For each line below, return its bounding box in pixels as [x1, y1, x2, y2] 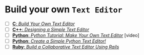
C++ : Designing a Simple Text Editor [12, 27, 89, 32]
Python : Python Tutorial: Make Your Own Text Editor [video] [12, 32, 139, 39]
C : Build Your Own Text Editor [12, 21, 75, 27]
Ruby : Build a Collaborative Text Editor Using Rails [12, 44, 119, 50]
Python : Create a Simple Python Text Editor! [12, 38, 106, 44]
